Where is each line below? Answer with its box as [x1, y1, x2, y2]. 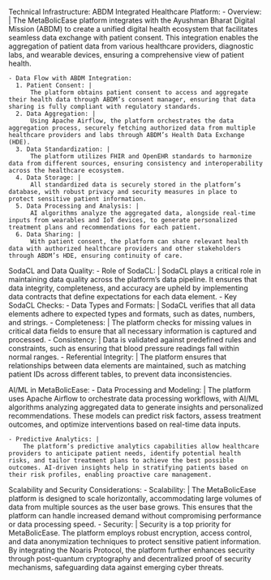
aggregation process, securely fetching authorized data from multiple [8, 124, 256, 132]
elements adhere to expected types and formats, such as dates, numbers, [8, 309, 256, 319]
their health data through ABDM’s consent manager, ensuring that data [8, 96, 256, 104]
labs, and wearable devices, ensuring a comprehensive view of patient [8, 50, 245, 59]
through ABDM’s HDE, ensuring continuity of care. [8, 251, 183, 260]
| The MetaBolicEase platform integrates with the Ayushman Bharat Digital [8, 15, 256, 25]
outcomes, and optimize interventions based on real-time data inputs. [8, 419, 241, 429]
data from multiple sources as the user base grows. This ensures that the [8, 502, 253, 512]
